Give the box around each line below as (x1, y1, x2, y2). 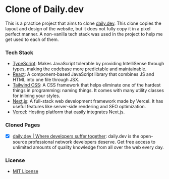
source (12, 139, 28, 145)
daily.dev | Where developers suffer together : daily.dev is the (12, 133, 140, 139)
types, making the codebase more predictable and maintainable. (12, 66, 147, 72)
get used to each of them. (5, 36, 59, 42)
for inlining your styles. (12, 93, 61, 99)
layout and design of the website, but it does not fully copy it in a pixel (5, 25, 151, 31)
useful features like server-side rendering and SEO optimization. (12, 104, 146, 110)
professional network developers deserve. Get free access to (28, 139, 155, 145)
